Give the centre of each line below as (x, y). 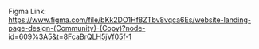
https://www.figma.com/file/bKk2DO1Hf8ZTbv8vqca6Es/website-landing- (129, 20)
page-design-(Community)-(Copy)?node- (77, 28)
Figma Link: (27, 11)
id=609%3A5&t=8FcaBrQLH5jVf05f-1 (70, 36)
